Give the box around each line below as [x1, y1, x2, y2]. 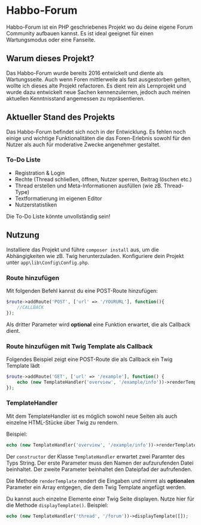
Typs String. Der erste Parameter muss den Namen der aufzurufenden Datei [6, 459, 194, 466]
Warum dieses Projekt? [6, 53, 95, 63]
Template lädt [6, 362, 40, 369]
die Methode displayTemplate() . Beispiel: [6, 501, 109, 509]
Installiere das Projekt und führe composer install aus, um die [6, 246, 159, 253]
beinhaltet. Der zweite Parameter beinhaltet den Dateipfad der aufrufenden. [6, 465, 193, 473]
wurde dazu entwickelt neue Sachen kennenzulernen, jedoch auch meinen [6, 88, 190, 96]
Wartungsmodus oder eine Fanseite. [6, 36, 96, 43]
